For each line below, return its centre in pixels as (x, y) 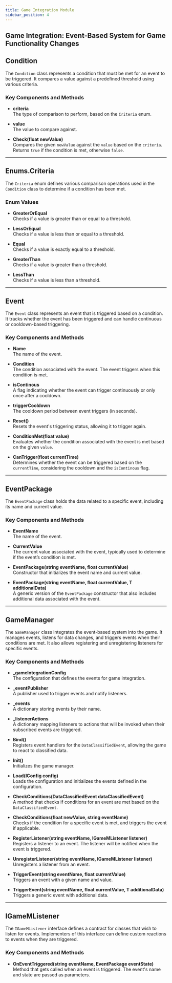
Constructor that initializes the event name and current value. (77, 573)
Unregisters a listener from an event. (51, 864)
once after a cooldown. (37, 396)
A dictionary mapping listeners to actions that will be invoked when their (89, 724)
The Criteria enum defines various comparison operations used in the (80, 183)
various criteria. (22, 84)
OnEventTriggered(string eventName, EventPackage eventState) (83, 964)
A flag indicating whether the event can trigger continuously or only (84, 390)
